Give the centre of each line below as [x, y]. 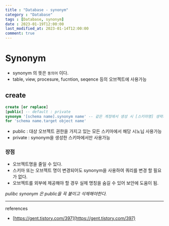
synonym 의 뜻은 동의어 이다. [40, 73]
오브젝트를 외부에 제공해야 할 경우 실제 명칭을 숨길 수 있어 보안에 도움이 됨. [86, 183]
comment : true [20, 33]
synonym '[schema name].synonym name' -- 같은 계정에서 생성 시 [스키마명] [79, 117]
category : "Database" [29, 15]
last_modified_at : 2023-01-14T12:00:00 [47, 29]
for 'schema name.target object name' [46, 121]
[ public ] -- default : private [38, 111]
